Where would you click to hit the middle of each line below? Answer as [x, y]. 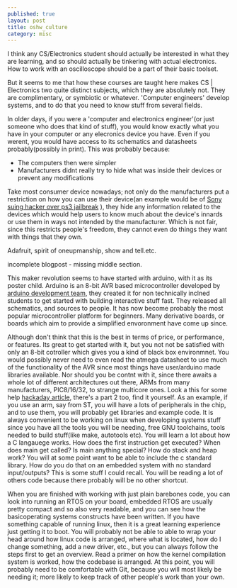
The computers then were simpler [67, 163]
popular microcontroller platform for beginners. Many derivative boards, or [116, 316]
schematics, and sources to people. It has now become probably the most [115, 309]
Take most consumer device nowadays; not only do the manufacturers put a [118, 192]
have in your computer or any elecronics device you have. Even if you [109, 134]
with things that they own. [45, 237]
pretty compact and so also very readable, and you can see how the [107, 509]
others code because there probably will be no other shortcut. [98, 480]
